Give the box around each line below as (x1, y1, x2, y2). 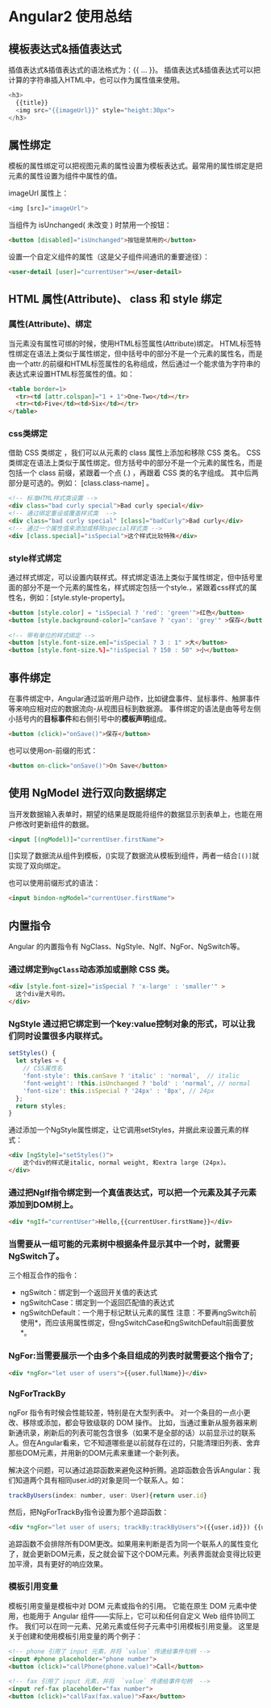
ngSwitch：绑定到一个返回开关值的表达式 (19, 1288, 158, 1298)
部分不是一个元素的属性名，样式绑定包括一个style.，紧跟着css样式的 (22, 583, 250, 592)
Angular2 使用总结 (8, 7, 132, 26)
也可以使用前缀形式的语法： (8, 878, 101, 888)
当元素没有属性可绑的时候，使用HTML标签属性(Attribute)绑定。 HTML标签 (8, 339, 254, 348)
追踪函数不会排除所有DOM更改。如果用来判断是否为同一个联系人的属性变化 (8, 1538, 259, 1548)
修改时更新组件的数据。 (15, 819, 94, 829)
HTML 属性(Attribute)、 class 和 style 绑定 (8, 292, 223, 306)
